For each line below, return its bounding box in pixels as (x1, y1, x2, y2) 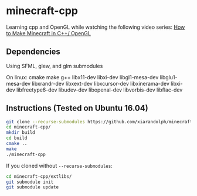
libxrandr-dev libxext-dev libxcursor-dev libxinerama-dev (32, 80, 170, 87)
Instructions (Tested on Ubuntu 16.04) (6, 103, 148, 113)
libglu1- (159, 73, 178, 80)
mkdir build (6, 130, 35, 136)
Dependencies (6, 47, 60, 57)
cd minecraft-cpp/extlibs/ (6, 173, 72, 180)
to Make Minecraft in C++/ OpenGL (6, 29, 91, 36)
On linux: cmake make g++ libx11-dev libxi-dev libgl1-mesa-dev (6, 73, 159, 80)
